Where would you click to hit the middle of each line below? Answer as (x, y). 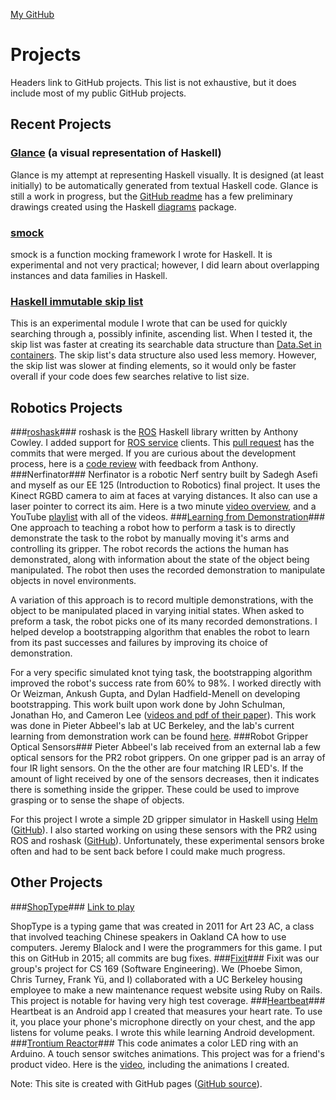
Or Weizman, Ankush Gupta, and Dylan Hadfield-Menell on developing (155, 694)
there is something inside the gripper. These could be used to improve (155, 790)
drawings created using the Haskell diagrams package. (123, 206)
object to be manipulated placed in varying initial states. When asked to (157, 611)
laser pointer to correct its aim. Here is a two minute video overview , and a (163, 506)
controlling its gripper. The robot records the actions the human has (149, 549)
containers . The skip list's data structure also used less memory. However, (163, 355)
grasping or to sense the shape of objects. (97, 800)
